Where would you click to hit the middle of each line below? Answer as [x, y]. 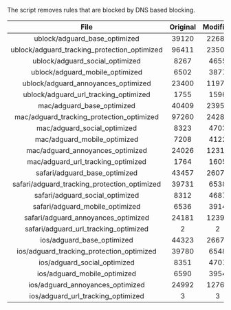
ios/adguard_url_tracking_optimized [87, 296]
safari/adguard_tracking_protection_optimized [87, 184]
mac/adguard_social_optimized [87, 128]
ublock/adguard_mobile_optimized [87, 72]
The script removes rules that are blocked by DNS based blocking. [101, 10]
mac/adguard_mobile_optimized [87, 139]
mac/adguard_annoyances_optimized [87, 151]
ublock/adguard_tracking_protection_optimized [87, 50]
